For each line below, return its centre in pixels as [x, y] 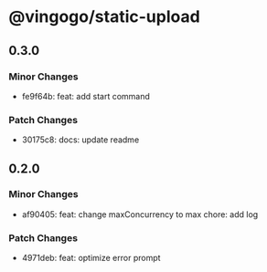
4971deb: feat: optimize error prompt [91, 258]
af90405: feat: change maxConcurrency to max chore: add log [140, 214]
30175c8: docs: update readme [80, 140]
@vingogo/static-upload [104, 17]
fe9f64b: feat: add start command [85, 96]
